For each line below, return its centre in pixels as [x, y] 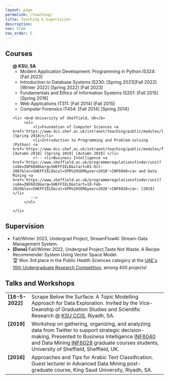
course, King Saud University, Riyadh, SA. [103, 370]
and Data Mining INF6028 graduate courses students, [95, 343]
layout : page [19, 10]
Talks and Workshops [40, 283]
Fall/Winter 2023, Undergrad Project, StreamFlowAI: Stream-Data [80, 238]
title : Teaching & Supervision [38, 19]
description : [19, 24]
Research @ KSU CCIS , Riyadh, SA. [73, 316]
